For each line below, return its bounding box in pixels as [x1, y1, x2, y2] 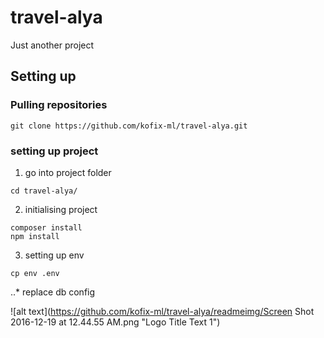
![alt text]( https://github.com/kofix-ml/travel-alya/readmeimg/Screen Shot [10, 305, 315, 317]
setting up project [10, 144, 99, 158]
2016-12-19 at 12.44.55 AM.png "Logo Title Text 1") [10, 316, 221, 328]
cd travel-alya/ [10, 186, 78, 196]
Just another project [10, 39, 95, 51]
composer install [10, 222, 83, 233]
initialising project [24, 203, 98, 215]
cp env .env [10, 268, 60, 278]
